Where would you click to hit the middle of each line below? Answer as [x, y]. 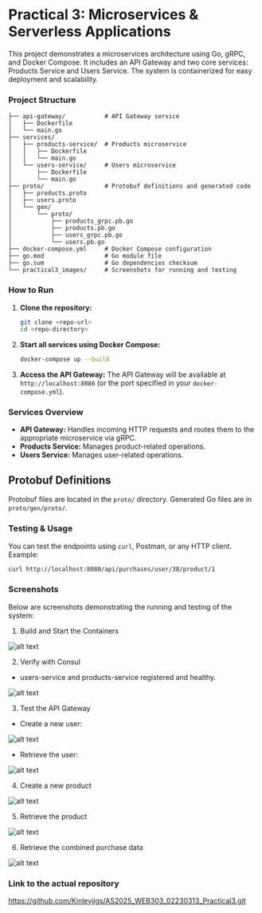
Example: [23, 554]
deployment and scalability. [53, 79]
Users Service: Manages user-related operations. [102, 455]
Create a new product [55, 785]
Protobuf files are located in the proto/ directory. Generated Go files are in [130, 500]
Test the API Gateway [55, 708]
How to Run [31, 290]
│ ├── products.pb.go [62, 228]
